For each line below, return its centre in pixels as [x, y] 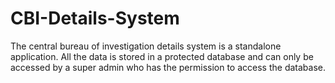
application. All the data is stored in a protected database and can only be [162, 56]
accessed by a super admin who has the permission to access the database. [168, 67]
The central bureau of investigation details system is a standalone [146, 46]
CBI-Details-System [95, 18]
